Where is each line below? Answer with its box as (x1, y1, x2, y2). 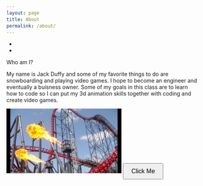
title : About (6, 16, 40, 23)
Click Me (131, 168, 155, 175)
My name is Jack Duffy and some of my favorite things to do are (6, 70, 169, 78)
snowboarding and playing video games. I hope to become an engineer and (6, 77, 197, 84)
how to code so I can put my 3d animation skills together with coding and (6, 90, 191, 97)
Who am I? (6, 59, 34, 66)
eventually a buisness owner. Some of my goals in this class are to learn (6, 83, 188, 91)
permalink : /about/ (6, 23, 56, 29)
